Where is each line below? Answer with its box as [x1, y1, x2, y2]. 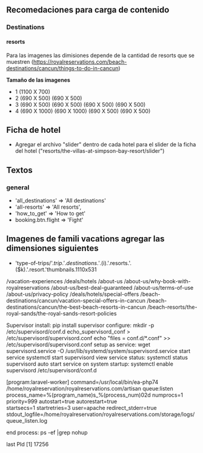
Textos [6, 165, 33, 175]
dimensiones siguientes [6, 243, 99, 253]
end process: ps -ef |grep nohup [6, 429, 88, 436]
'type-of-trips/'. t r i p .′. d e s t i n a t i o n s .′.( [15, 259, 104, 266]
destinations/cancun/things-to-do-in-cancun [6, 64, 119, 72]
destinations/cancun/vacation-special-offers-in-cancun [6, 297, 146, 304]
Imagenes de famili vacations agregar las [6, 233, 165, 244]
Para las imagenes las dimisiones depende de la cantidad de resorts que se [6, 52, 195, 59]
